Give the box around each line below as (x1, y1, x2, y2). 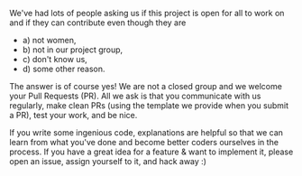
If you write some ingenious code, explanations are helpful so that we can (9, 127, 284, 138)
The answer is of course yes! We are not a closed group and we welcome (9, 81, 282, 91)
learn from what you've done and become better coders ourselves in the (9, 137, 279, 147)
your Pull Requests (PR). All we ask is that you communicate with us (9, 90, 261, 101)
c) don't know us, (22, 54, 87, 64)
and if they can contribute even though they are (9, 17, 187, 28)
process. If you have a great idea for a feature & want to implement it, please (9, 146, 294, 157)
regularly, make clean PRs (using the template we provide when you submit (9, 100, 289, 111)
